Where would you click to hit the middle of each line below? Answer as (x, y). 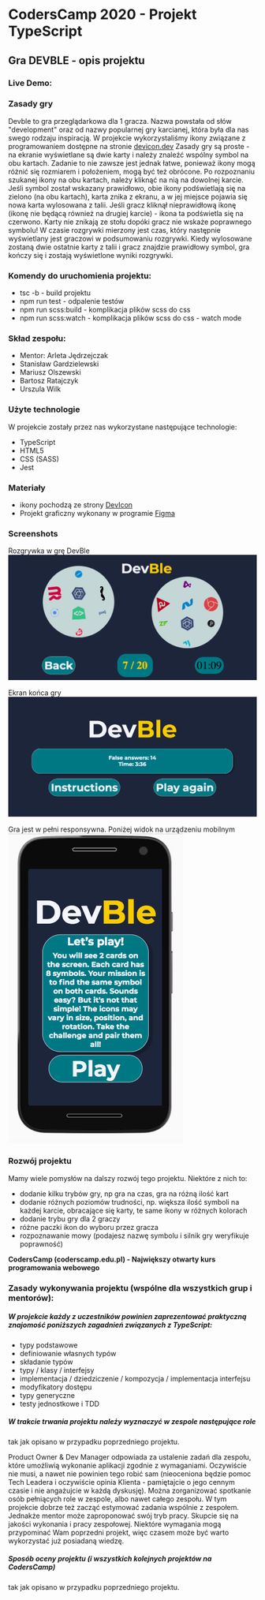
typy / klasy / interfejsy (57, 1370)
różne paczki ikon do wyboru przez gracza (89, 1227)
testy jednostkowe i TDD (60, 1404)
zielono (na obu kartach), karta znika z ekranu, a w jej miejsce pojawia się (128, 196)
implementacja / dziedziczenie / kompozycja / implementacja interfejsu (135, 1378)
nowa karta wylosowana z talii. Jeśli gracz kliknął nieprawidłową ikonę (122, 205)
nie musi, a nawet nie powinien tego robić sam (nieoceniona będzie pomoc (130, 1474)
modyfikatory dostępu (56, 1387)
